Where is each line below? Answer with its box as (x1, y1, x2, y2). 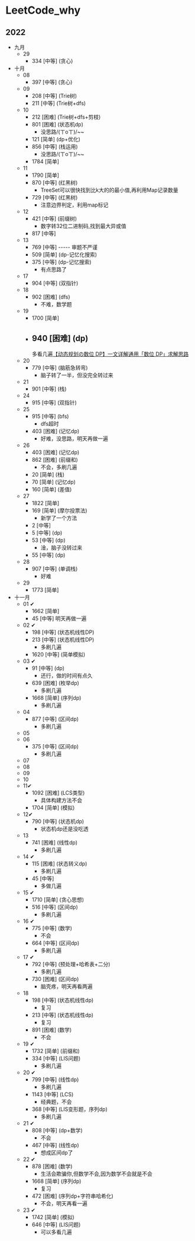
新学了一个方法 (40, 514, 77, 521)
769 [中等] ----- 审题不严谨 (31, 244, 98, 250)
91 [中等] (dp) (31, 664, 65, 671)
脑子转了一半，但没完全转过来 (40, 372, 113, 379)
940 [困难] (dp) (31, 334, 89, 344)
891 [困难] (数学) (31, 1026, 72, 1033)
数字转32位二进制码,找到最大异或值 (40, 223, 126, 229)
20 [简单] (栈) (31, 471, 65, 478)
